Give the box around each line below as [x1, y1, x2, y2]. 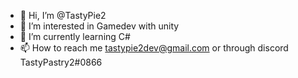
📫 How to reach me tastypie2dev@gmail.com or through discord [19, 42, 289, 54]
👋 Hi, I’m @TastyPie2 [19, 10, 107, 21]
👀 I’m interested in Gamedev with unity [19, 20, 180, 32]
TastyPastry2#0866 [19, 56, 103, 68]
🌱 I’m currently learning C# [19, 31, 131, 42]
